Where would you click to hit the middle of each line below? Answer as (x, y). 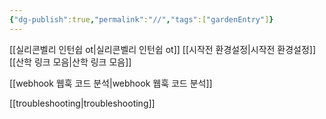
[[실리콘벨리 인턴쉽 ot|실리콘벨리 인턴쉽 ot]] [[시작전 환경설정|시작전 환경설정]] (163, 49)
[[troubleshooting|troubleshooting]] (82, 103)
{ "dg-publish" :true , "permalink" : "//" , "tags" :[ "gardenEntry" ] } (141, 19)
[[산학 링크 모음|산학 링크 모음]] (70, 62)
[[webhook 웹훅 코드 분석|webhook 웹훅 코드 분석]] (111, 83)
